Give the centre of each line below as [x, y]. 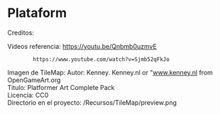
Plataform [37, 13]
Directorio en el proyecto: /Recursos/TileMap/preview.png [92, 102]
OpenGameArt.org [34, 80]
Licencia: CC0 [28, 95]
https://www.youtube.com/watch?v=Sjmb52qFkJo [101, 59]
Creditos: [21, 33]
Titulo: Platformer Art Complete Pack [61, 87]
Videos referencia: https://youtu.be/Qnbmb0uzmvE [82, 46]
